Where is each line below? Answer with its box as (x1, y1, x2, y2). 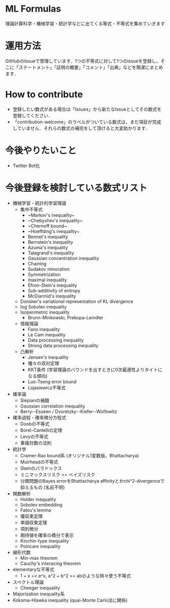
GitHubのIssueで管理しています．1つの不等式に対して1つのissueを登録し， (5, 58, 161, 64)
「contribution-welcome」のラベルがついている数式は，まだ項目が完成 (12, 119, 161, 125)
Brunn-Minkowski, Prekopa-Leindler (27, 314, 104, 320)
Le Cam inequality (27, 331, 66, 337)
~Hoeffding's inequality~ (27, 228, 80, 234)
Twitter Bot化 (12, 162, 41, 168)
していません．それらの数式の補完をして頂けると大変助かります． (12, 125, 150, 131)
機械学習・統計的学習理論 (12, 200, 66, 206)
